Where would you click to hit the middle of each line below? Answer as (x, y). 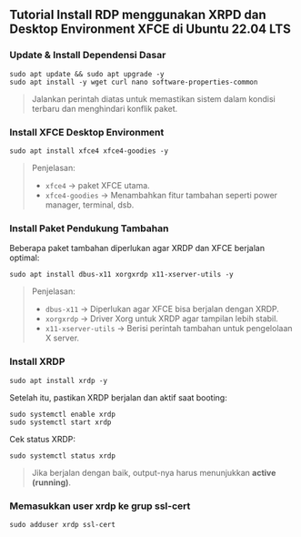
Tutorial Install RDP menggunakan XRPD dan (138, 15)
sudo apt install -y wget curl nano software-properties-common (134, 82)
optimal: (25, 258)
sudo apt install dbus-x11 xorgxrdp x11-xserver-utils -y (121, 275)
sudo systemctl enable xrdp (63, 414)
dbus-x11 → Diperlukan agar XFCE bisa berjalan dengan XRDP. (162, 309)
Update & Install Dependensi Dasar (88, 56)
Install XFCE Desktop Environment (87, 132)
